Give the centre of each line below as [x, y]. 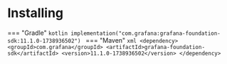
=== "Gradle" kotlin [38, 33]
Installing [36, 13]
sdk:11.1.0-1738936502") [44, 41]
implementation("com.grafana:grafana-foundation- [146, 33]
